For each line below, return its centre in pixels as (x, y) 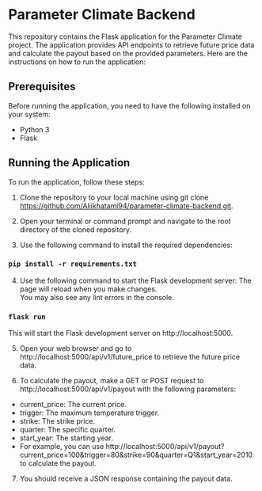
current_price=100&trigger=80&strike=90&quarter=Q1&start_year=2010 (136, 455)
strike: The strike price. (57, 421)
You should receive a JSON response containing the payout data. (126, 479)
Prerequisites (42, 87)
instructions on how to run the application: (77, 62)
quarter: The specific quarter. (68, 430)
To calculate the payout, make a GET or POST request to (112, 381)
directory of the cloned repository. (76, 229)
